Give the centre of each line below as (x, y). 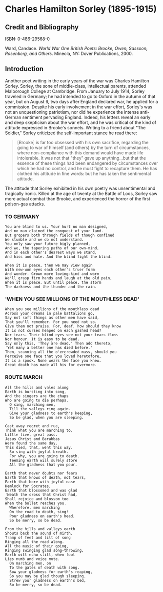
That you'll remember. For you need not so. (51, 322)
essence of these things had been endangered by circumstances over (87, 163)
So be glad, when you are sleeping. (47, 418)
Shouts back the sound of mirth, (39, 533)
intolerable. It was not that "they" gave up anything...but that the (81, 158)
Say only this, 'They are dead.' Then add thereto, (59, 344)
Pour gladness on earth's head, (42, 516)
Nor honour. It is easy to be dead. (42, 339)
